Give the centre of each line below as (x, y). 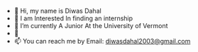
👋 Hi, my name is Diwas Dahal (57, 11)
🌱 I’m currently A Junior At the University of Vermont (91, 26)
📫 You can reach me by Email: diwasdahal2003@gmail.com (102, 41)
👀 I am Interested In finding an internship (73, 18)
